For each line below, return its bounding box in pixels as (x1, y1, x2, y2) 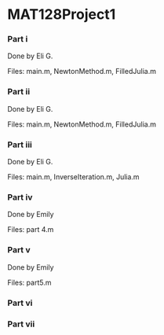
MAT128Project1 (7, 6, 116, 24)
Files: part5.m (7, 278, 52, 287)
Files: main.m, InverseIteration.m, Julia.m (7, 172, 140, 182)
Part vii (7, 318, 35, 329)
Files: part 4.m (7, 225, 54, 234)
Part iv (7, 192, 33, 202)
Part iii (7, 139, 33, 150)
